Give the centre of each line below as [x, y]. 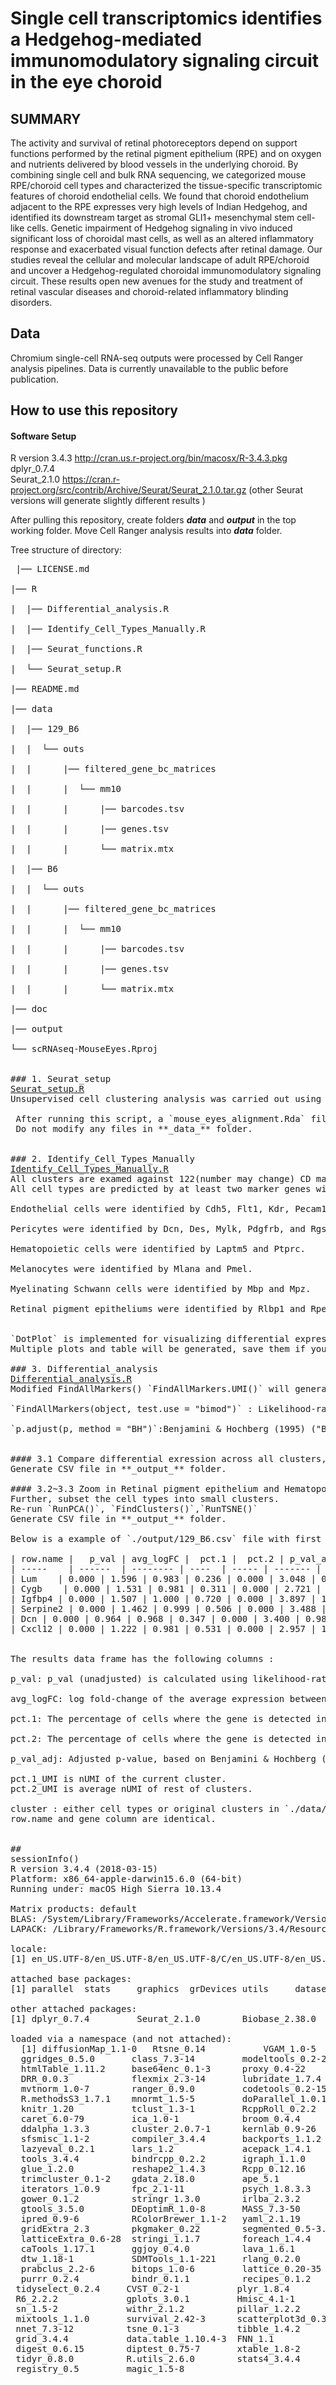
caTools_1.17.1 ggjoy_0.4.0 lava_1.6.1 [158, 2249]
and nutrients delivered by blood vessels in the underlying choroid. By [154, 164]
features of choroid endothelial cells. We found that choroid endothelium [159, 196]
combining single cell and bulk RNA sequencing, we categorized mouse [158, 175]
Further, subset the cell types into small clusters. [145, 1499]
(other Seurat [276, 490]
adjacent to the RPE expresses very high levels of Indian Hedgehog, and [159, 206]
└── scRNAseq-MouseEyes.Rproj [84, 1049]
